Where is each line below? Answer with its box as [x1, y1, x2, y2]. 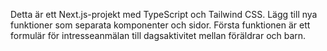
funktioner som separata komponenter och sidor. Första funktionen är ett [10, 19, 311, 31]
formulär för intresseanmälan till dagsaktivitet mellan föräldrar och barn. [10, 30, 307, 41]
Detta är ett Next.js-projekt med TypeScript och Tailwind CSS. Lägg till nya [10, 9, 318, 20]
